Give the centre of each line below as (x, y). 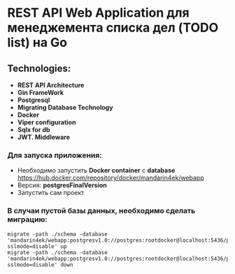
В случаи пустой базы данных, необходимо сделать (101, 211)
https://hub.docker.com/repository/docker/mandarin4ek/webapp (111, 178)
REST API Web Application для (99, 13)
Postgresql (34, 100)
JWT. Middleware (44, 137)
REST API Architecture (51, 85)
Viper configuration (47, 122)
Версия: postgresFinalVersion (62, 185)
